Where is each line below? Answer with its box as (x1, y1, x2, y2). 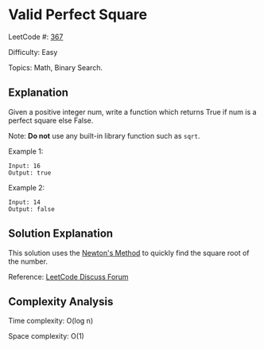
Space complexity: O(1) (8, 331, 85, 341)
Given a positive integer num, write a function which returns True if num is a (8, 107, 257, 116)
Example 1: (8, 146, 44, 156)
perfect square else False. (8, 116, 94, 125)
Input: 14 (8, 198, 41, 206)
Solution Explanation (8, 227, 114, 241)
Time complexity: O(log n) (8, 316, 94, 326)
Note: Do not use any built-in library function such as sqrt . (8, 131, 200, 140)
